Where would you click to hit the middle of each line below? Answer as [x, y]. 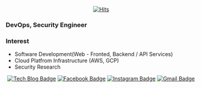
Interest [18, 41]
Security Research [38, 67]
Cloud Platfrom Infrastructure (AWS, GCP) [67, 61]
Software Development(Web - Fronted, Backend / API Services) [94, 54]
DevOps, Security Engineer [46, 25]
